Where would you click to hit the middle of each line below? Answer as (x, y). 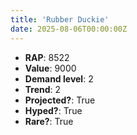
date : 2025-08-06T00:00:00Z (69, 29)
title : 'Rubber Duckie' (60, 19)
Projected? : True (60, 100)
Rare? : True (49, 121)
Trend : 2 (43, 89)
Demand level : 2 (59, 78)
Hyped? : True (53, 110)
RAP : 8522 (47, 57)
